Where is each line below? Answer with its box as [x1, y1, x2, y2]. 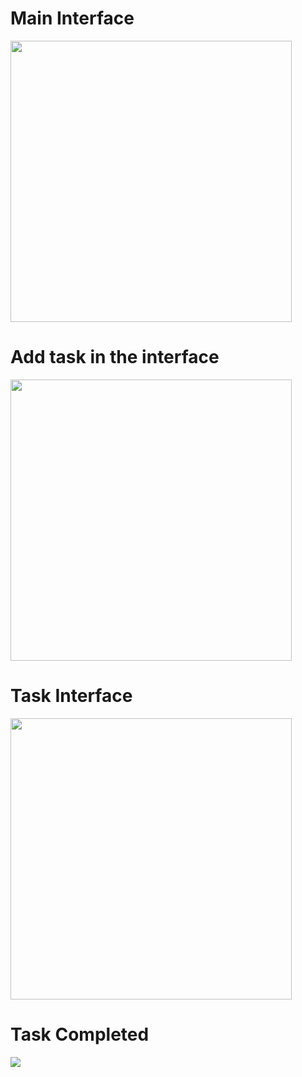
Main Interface [10, 7, 135, 30]
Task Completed [10, 1023, 150, 1046]
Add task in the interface [10, 346, 220, 369]
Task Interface [10, 685, 133, 707]
